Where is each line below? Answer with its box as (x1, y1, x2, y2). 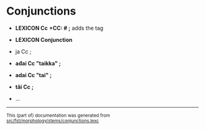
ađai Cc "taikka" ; (15, 60, 61, 67)
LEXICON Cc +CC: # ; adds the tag (15, 24, 104, 32)
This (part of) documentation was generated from (6, 112, 110, 118)
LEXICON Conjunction (15, 36, 73, 43)
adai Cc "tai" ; (15, 71, 52, 78)
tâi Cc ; (15, 83, 34, 91)
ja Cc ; (15, 47, 32, 55)
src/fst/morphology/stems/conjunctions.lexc (6, 117, 99, 124)
